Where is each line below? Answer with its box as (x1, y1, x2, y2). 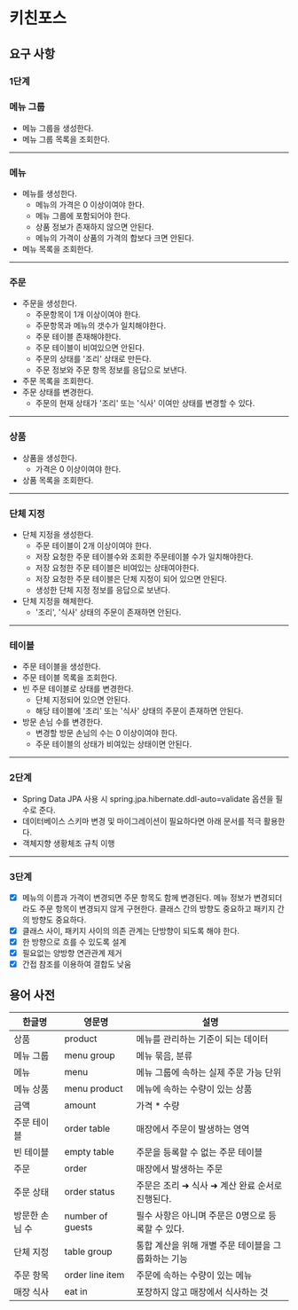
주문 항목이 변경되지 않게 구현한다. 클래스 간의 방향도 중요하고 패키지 (38, 903, 276, 914)
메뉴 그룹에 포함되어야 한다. (35, 210, 130, 222)
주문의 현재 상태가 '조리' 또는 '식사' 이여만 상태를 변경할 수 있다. (35, 398, 255, 409)
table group (64, 1245, 113, 1258)
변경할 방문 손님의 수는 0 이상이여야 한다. (35, 728, 178, 739)
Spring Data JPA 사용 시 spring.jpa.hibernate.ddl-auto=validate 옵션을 (21, 793, 274, 804)
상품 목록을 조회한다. (21, 475, 94, 485)
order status (64, 1186, 115, 1197)
